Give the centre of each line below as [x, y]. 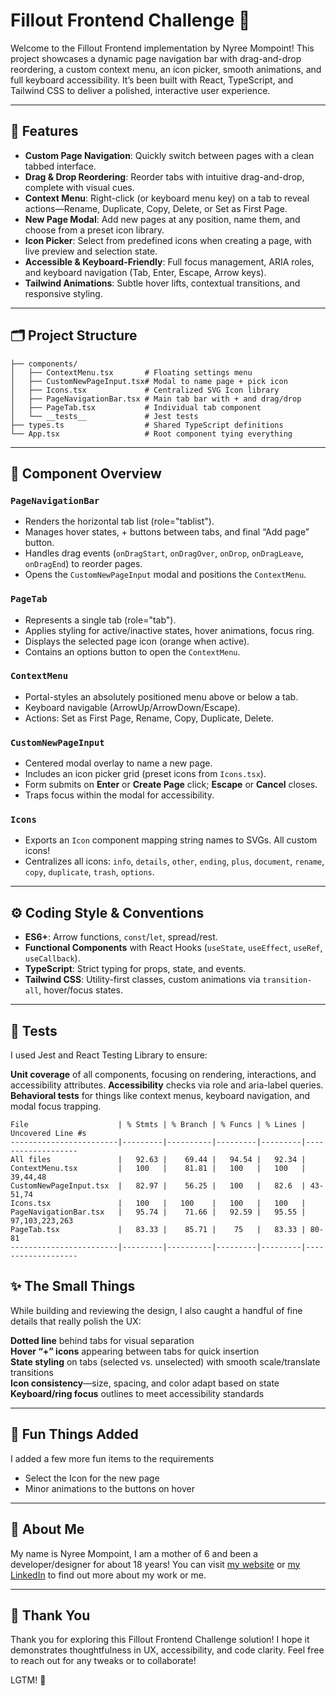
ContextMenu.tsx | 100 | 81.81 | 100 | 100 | [158, 1169]
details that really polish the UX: [76, 1321]
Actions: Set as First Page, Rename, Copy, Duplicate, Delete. [149, 718]
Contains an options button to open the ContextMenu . [132, 651]
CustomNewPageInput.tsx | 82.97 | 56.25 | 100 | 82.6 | [158, 1186]
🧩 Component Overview [86, 473]
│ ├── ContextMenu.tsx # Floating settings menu [131, 372]
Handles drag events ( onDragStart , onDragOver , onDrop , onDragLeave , [164, 553]
